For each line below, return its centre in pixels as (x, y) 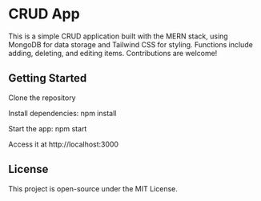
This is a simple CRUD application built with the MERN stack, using (118, 36)
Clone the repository (42, 98)
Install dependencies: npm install (62, 113)
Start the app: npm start (48, 128)
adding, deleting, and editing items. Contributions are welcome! (113, 53)
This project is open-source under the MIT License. (93, 188)
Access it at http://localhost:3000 (63, 144)
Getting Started (48, 78)
